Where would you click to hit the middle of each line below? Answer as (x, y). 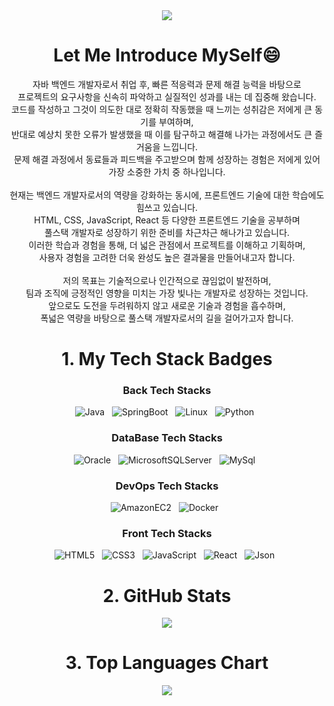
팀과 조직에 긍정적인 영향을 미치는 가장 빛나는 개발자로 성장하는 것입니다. (167, 293)
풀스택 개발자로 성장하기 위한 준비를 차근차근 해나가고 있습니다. (167, 232)
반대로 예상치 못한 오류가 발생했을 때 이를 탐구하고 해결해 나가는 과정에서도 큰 (161, 134)
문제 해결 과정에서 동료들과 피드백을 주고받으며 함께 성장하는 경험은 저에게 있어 (167, 159)
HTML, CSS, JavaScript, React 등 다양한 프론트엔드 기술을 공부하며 (167, 220)
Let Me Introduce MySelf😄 (167, 55)
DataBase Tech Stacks (167, 438)
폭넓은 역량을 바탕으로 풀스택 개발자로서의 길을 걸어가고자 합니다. (167, 318)
